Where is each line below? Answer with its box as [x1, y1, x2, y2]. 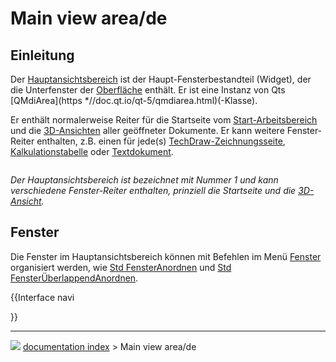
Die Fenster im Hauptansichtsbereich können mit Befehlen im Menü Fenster [10, 250, 322, 262]
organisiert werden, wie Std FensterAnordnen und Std [10, 261, 232, 273]
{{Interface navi [10, 291, 75, 303]
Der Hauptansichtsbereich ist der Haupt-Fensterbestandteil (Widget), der [10, 73, 312, 85]
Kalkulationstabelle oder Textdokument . [10, 146, 174, 157]
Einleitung [10, 47, 75, 64]
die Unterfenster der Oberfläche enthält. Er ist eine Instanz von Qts [10, 84, 286, 96]
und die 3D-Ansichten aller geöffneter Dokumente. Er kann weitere [10, 125, 285, 136]
